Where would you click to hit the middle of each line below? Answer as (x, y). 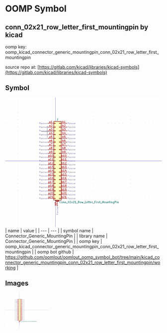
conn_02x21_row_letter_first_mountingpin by (77, 27)
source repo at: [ (22, 67)
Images (17, 283)
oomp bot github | (55, 252)
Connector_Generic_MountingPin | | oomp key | (54, 241)
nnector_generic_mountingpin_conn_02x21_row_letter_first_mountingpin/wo (83, 262)
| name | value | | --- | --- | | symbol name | (49, 230)
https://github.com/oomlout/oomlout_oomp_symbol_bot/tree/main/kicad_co (83, 257)
